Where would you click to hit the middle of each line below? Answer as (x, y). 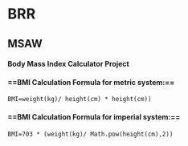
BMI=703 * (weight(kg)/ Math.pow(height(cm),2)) (90, 134)
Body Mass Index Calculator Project (68, 64)
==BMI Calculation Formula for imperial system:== (94, 116)
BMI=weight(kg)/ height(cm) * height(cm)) (80, 99)
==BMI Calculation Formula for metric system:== (91, 82)
